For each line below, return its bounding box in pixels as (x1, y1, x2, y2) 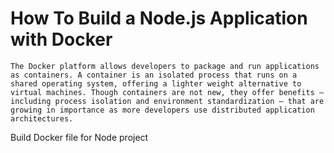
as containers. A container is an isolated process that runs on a (10, 70, 298, 80)
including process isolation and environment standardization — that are (10, 96, 325, 106)
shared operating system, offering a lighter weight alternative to (10, 78, 302, 89)
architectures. (10, 113, 74, 124)
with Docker (10, 28, 113, 51)
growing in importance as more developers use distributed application (10, 105, 315, 115)
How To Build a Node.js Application (10, 7, 308, 30)
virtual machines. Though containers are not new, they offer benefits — (10, 87, 325, 97)
